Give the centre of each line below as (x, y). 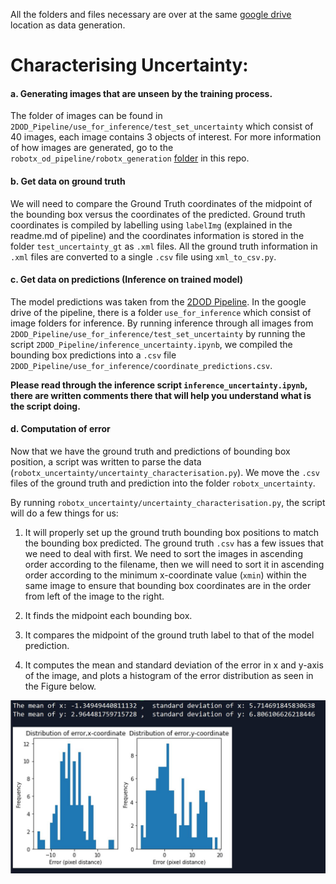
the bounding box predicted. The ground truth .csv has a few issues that (174, 543)
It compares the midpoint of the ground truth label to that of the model (169, 635)
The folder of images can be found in (86, 116)
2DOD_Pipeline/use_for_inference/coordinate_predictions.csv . (141, 365)
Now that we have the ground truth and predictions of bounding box (150, 451)
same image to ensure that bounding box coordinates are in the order (168, 585)
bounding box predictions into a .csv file (93, 355)
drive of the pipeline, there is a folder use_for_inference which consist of (161, 312)
